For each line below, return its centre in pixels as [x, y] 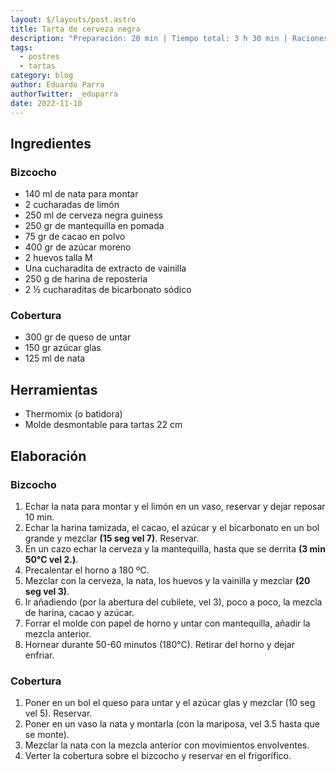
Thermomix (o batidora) [73, 414]
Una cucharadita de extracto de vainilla [105, 268]
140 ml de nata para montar [81, 194]
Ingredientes [51, 143]
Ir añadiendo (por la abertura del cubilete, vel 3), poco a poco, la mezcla [173, 602]
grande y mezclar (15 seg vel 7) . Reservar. [112, 538]
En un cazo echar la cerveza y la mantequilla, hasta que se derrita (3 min [175, 548]
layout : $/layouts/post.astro [73, 19]
